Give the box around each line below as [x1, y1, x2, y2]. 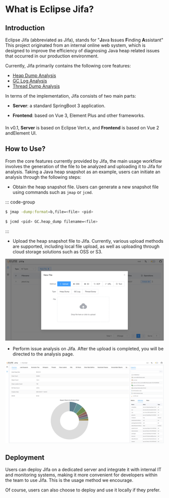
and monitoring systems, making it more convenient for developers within [5, 472, 157, 478]
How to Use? [5, 145, 46, 153]
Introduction [5, 24, 45, 32]
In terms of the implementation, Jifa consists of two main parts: [5, 93, 136, 99]
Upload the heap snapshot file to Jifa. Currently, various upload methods [12, 238, 163, 244]
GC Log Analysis [12, 78, 47, 84]
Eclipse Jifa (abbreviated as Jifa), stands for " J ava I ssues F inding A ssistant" [5, 37, 163, 43]
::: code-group [5, 199, 35, 205]
